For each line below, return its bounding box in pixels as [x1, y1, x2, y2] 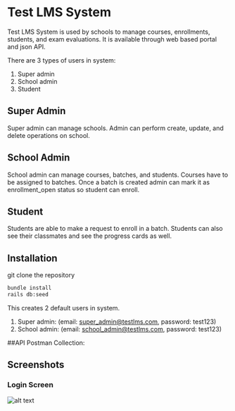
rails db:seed [7, 291, 49, 298]
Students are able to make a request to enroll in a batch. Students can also [7, 225, 223, 233]
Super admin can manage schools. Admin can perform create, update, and [7, 124, 224, 132]
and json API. [7, 42, 46, 51]
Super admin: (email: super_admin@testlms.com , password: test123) [17, 317, 217, 326]
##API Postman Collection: [7, 339, 85, 347]
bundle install [7, 284, 52, 292]
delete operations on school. [7, 131, 90, 139]
